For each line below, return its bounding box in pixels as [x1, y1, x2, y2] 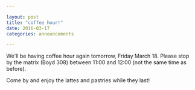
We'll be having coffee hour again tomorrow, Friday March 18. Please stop [6, 52, 190, 60]
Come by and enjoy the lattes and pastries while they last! [6, 77, 150, 84]
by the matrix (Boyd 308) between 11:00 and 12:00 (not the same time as [6, 59, 187, 66]
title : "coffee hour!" [6, 19, 63, 26]
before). [6, 65, 27, 73]
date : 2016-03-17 [6, 25, 50, 31]
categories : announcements [6, 31, 74, 37]
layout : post [6, 14, 39, 20]
